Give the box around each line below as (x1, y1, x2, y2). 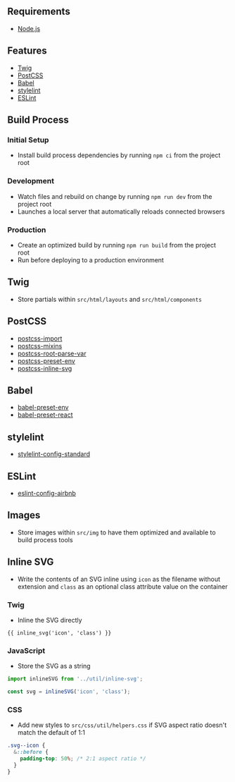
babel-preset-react (17, 410, 73, 419)
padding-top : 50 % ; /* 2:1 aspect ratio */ (20, 754, 146, 762)
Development (7, 176, 55, 186)
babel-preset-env (17, 403, 69, 412)
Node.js (17, 24, 41, 32)
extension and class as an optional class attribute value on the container (17, 582, 228, 591)
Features (7, 45, 47, 57)
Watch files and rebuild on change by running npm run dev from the (17, 192, 212, 200)
